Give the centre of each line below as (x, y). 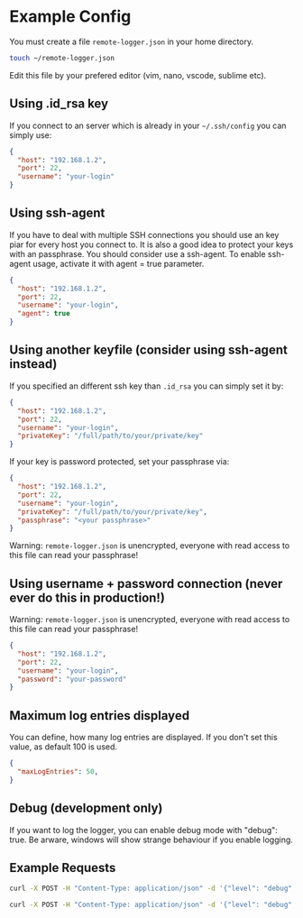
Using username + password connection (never (146, 583)
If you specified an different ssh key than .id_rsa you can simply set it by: (147, 386)
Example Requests (63, 868)
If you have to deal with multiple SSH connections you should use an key (144, 234)
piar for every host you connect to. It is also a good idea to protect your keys (151, 244)
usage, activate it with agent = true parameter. (119, 263)
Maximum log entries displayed (100, 716)
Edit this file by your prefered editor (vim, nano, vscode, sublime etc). (138, 75)
